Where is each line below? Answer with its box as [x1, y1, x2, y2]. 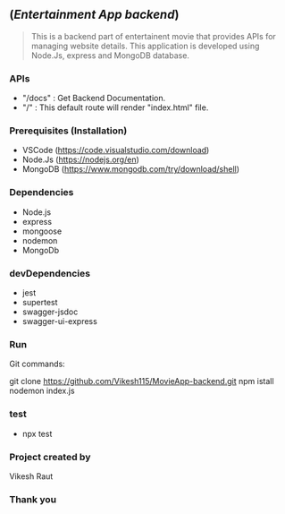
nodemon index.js [9, 385, 75, 397]
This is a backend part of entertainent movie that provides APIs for [30, 30, 277, 41]
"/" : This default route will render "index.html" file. [21, 102, 209, 113]
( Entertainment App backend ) [9, 7, 180, 22]
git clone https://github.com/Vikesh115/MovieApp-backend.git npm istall [9, 376, 274, 387]
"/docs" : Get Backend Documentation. [21, 93, 166, 104]
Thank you [9, 493, 56, 505]
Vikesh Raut [9, 470, 54, 482]
